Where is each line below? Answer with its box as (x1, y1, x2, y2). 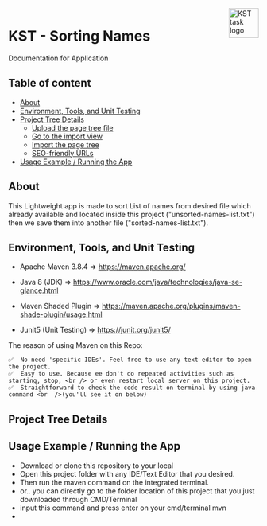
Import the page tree (31, 139, 99, 150)
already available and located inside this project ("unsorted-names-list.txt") (8, 209, 256, 219)
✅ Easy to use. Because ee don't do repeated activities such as (8, 370, 234, 378)
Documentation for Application (8, 53, 109, 63)
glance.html (19, 286, 59, 295)
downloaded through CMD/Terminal (19, 494, 137, 504)
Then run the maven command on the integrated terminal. (19, 477, 209, 487)
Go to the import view (31, 131, 103, 141)
